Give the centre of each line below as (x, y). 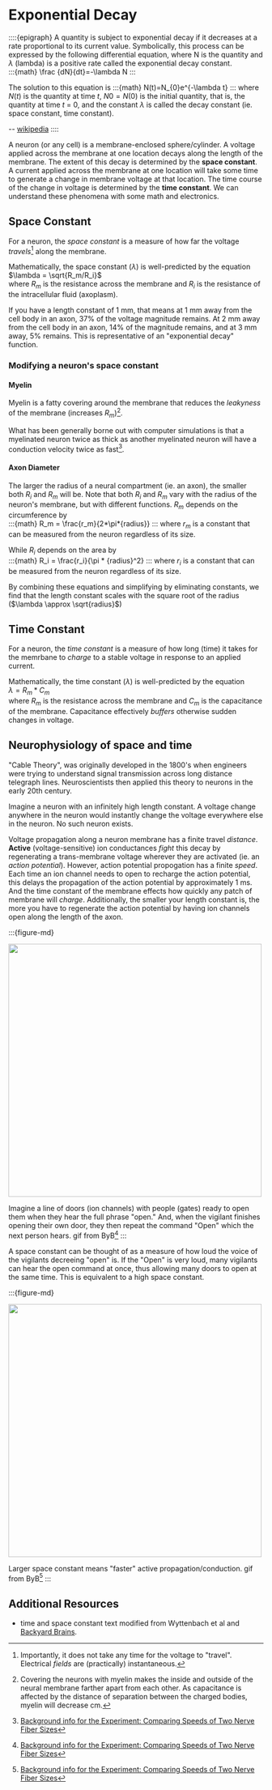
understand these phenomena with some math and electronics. (114, 196)
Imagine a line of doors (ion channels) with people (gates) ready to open (129, 1208)
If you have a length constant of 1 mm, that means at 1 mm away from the (130, 310)
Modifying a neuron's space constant (84, 366)
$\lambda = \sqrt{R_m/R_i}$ (55, 275)
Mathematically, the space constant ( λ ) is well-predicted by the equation (130, 267)
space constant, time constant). (62, 113)
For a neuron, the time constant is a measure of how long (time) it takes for (133, 648)
